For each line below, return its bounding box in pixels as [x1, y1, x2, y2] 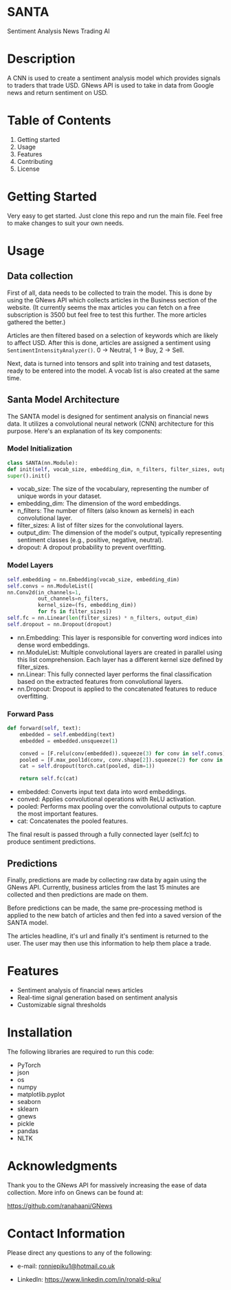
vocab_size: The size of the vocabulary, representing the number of [16, 485, 210, 493]
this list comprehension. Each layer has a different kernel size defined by [16, 655, 223, 663]
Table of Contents [7, 113, 111, 128]
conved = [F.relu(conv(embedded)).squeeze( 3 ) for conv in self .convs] [19, 750, 226, 757]
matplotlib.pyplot [16, 1090, 65, 1099]
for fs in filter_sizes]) [37, 608, 112, 615]
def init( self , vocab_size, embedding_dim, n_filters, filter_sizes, [7, 466, 211, 472]
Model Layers [7, 561, 54, 570]
